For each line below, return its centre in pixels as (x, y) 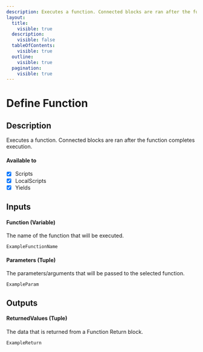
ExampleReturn (24, 343)
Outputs (22, 303)
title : (20, 23)
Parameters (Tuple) (31, 260)
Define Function (47, 104)
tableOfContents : (34, 46)
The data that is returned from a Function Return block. (75, 332)
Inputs (19, 207)
